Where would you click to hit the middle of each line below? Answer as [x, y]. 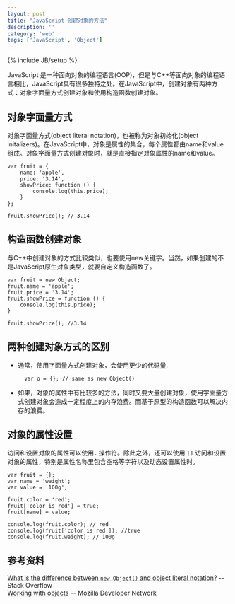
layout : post [26, 14]
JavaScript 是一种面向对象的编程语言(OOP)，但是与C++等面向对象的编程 [113, 75]
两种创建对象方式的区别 [58, 347]
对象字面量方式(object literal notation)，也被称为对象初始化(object [103, 135]
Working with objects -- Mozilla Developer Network [82, 593]
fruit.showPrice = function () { [56, 298]
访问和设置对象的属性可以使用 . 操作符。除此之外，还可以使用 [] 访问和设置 [117, 453]
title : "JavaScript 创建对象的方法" [58, 21]
